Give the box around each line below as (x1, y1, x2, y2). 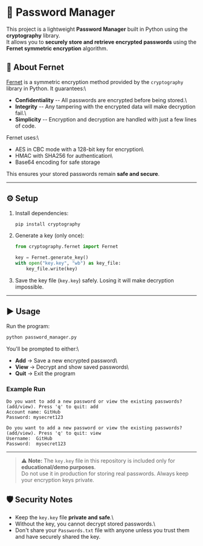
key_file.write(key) (26, 266, 78, 272)
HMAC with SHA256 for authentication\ (14, 152, 113, 159)
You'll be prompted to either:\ (6, 345, 79, 353)
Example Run (6, 385, 46, 393)
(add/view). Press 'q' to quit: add (6, 403, 98, 410)
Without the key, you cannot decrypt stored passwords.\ (14, 520, 156, 527)
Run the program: (6, 322, 50, 330)
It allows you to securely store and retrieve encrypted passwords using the (6, 38, 197, 45)
